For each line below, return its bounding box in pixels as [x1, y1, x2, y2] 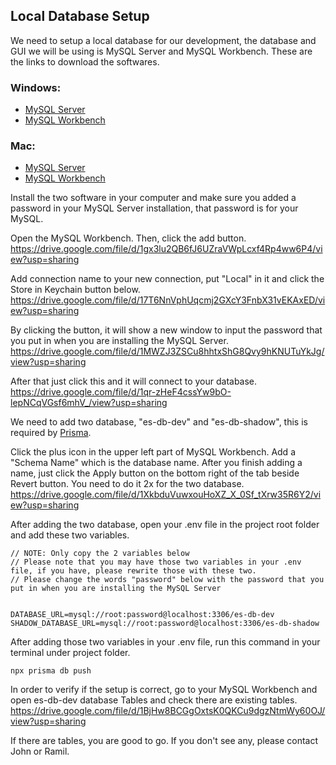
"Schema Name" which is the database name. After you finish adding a [10, 457, 303, 469]
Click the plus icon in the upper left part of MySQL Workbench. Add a [10, 446, 296, 458]
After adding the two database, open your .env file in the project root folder [10, 519, 320, 531]
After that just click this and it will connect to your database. [10, 375, 258, 388]
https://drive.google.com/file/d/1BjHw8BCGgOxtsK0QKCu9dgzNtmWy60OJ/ [10, 705, 326, 717]
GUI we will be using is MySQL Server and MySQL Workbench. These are [10, 45, 313, 57]
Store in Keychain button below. [10, 284, 141, 296]
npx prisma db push [10, 666, 92, 676]
